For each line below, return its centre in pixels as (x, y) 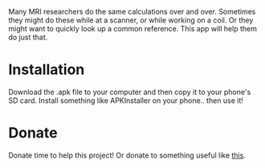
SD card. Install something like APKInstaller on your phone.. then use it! (126, 100)
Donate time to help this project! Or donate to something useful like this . (127, 155)
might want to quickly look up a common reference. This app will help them (132, 29)
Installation (47, 70)
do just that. (28, 37)
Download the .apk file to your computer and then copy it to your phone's (130, 92)
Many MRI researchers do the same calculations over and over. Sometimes (132, 12)
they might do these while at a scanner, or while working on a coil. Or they (131, 20)
